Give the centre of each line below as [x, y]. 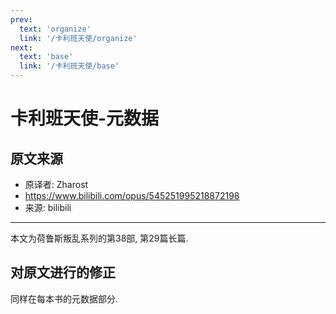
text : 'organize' [55, 29]
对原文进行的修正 [63, 272]
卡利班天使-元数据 [85, 118]
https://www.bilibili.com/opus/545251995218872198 [132, 195]
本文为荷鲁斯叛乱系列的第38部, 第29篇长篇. [99, 238]
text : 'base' [46, 57]
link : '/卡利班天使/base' [69, 66]
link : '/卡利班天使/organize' [78, 38]
